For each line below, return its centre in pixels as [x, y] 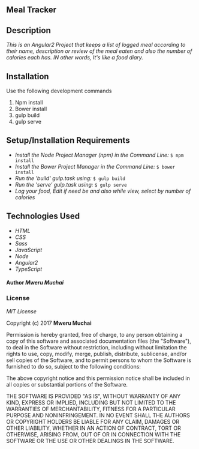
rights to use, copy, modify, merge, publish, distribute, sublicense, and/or [97, 354]
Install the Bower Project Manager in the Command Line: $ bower [95, 166]
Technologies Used [43, 216]
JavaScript [28, 250]
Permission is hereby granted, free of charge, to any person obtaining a [94, 334]
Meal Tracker [31, 10]
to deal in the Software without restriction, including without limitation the [97, 347]
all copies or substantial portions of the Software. [67, 384]
